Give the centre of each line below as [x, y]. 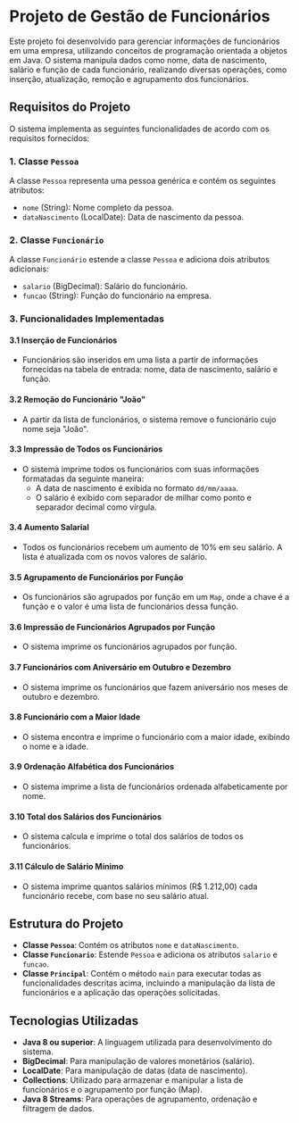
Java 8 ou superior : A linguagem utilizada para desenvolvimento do [147, 1043]
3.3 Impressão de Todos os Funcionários [86, 449]
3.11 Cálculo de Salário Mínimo [66, 866]
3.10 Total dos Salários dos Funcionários [86, 816]
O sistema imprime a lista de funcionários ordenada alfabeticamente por [155, 786]
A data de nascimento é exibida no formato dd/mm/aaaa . [137, 487]
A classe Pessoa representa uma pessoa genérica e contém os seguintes [143, 181]
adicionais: [29, 269]
